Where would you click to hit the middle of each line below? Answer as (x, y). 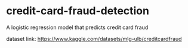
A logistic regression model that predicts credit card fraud (77, 27)
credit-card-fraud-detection (78, 11)
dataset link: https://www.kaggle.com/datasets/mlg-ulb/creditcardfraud (94, 39)
